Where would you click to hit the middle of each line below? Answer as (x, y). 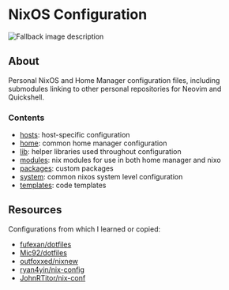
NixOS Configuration (78, 15)
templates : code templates (63, 185)
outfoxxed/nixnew (49, 261)
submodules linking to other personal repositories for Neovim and (115, 89)
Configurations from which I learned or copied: (84, 229)
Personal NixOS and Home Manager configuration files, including (114, 80)
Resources (35, 210)
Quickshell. (26, 97)
